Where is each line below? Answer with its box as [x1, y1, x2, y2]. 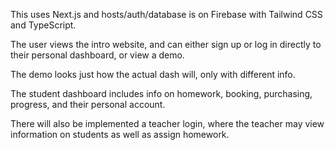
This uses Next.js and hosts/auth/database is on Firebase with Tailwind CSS [10, 9, 323, 20]
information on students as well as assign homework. [10, 129, 230, 140]
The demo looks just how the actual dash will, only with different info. [10, 69, 296, 80]
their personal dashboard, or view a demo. [10, 49, 185, 61]
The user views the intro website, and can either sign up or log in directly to [10, 39, 322, 50]
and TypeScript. [10, 19, 77, 31]
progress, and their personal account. [10, 99, 166, 110]
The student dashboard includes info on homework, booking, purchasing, [10, 88, 313, 99]
